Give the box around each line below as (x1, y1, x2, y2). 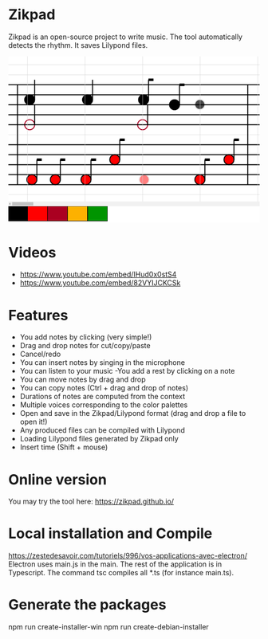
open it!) (19, 417, 48, 427)
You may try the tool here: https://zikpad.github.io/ (8, 496, 174, 507)
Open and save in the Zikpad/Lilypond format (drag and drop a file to (19, 409, 246, 418)
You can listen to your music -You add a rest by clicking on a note (19, 367, 235, 376)
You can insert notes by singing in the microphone (19, 358, 186, 367)
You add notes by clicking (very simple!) (19, 332, 152, 342)
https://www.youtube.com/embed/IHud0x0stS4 (19, 269, 177, 280)
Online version (8, 470, 108, 488)
